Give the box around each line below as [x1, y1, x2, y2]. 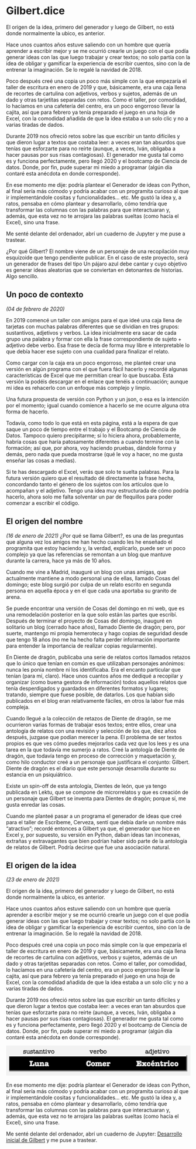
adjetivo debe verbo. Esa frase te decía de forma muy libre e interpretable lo [6, 342, 190, 349]
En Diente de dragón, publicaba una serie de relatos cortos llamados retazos [6, 653, 191, 661]
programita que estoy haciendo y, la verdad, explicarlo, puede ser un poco [6, 544, 186, 551]
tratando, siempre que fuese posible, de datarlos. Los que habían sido [6, 691, 176, 698]
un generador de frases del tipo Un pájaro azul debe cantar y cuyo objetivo [6, 260, 187, 267]
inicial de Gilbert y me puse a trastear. [6, 1136, 98, 1143]
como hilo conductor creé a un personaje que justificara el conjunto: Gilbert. [6, 759, 190, 766]
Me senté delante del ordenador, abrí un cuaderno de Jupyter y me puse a [6, 230, 185, 237]
